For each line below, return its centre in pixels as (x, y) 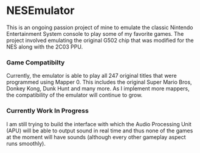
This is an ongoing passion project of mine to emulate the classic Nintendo (100, 27)
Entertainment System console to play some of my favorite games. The (95, 33)
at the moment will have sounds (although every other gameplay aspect (96, 137)
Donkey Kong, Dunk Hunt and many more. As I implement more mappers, (98, 89)
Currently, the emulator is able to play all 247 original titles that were (92, 76)
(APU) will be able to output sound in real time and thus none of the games (100, 131)
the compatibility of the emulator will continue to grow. (74, 95)
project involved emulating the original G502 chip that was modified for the (100, 40)
